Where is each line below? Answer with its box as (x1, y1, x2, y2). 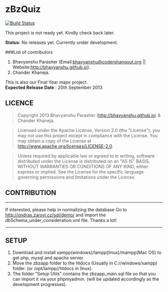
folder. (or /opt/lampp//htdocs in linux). (12, 265, 93, 271)
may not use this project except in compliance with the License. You (17, 132, 158, 138)
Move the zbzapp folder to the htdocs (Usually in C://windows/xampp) (12, 260, 157, 266)
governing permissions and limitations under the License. (17, 174, 136, 180)
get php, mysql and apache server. (12, 255, 84, 261)
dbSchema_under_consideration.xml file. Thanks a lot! (5, 217, 116, 223)
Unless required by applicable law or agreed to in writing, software (17, 152, 155, 158)
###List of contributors (5, 49, 53, 55)
